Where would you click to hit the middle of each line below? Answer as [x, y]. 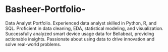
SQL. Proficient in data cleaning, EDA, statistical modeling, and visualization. [85, 28]
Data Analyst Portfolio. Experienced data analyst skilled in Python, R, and [81, 23]
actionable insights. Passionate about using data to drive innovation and [80, 39]
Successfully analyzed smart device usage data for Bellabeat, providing [80, 33]
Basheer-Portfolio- [45, 9]
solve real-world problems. [33, 44]
